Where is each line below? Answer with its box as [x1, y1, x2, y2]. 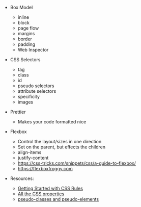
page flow [17, 25, 39, 31]
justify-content [17, 155, 49, 161]
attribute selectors [17, 88, 57, 94]
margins [17, 31, 35, 36]
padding [17, 41, 36, 47]
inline [17, 14, 30, 20]
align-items [17, 149, 42, 155]
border [17, 36, 32, 42]
